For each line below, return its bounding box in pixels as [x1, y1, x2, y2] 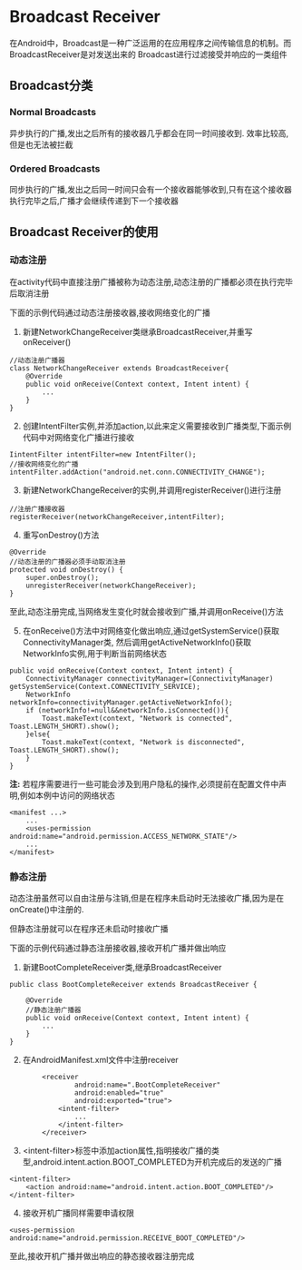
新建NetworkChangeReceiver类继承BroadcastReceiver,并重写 [22, 326, 253, 337]
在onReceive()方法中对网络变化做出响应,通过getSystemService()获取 [22, 625, 279, 636]
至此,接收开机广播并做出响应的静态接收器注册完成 [9, 1250, 195, 1261]
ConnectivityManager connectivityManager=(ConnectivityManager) [25, 674, 274, 683]
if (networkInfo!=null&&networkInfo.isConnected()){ [25, 705, 229, 714]
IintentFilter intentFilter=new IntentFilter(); [9, 449, 197, 459]
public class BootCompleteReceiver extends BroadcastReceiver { [9, 980, 258, 989]
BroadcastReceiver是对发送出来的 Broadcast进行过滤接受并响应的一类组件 [9, 48, 287, 60]
